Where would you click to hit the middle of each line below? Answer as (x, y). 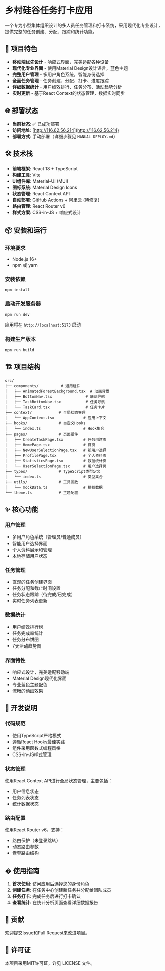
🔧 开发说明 (21, 708)
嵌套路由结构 (25, 853)
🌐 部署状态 (22, 111)
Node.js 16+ (25, 259)
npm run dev (17, 314)
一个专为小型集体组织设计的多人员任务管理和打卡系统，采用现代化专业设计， (84, 25)
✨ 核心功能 (22, 510)
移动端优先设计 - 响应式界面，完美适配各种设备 (61, 62)
